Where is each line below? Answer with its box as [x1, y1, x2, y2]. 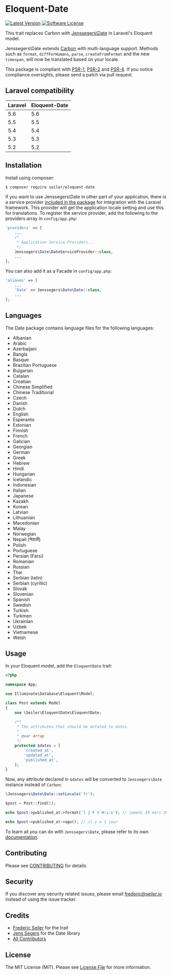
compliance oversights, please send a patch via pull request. [5, 71, 133, 77]
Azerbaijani [12, 345, 37, 351]
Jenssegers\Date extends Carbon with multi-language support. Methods [5, 45, 159, 51]
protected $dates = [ [14, 743, 60, 749]
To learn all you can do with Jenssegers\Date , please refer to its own [5, 828, 149, 835]
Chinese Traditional [12, 389, 54, 395]
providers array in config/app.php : [5, 216, 78, 222]
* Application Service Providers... [16, 240, 95, 245]
